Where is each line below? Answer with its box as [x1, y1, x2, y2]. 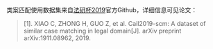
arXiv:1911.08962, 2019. [23, 34, 92, 42]
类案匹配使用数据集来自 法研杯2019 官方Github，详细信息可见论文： [6, 6, 198, 14]
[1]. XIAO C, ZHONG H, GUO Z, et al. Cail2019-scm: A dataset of [23, 20, 206, 27]
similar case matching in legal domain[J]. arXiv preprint [23, 27, 182, 35]
